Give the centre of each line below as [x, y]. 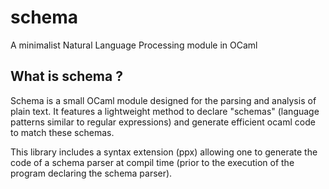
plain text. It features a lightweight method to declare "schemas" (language [165, 111]
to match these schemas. [62, 132]
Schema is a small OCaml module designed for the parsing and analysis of [163, 100]
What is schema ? [66, 76]
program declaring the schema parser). [91, 173]
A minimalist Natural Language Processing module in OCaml [134, 45]
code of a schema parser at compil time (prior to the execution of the [152, 162]
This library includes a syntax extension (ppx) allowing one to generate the [164, 152]
